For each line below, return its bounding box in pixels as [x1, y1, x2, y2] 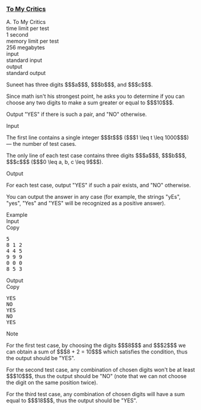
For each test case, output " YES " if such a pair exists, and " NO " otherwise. [6, 182, 191, 189]
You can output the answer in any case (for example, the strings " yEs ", [6, 193, 181, 200]
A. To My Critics [6, 19, 46, 26]
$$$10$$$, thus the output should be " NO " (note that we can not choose [6, 373, 187, 380]
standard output [6, 70, 46, 77]
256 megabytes [6, 44, 45, 51]
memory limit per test [6, 38, 59, 45]
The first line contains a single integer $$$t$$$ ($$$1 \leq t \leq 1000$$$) [6, 134, 189, 141]
